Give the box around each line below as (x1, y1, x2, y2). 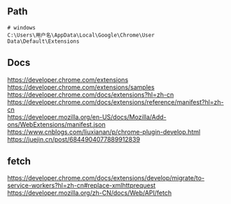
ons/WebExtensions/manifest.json (7, 120, 106, 128)
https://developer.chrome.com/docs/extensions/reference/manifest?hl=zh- (7, 97, 224, 106)
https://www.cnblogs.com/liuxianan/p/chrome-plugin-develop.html (7, 128, 201, 136)
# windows (7, 24, 36, 31)
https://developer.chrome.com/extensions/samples (7, 83, 155, 91)
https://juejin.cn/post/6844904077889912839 (7, 135, 141, 143)
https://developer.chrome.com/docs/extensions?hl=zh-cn (7, 90, 174, 99)
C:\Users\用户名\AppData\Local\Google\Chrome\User (7, 32, 155, 39)
